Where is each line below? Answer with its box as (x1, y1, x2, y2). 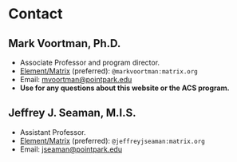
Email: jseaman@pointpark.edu (19, 144, 122, 154)
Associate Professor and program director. (19, 57, 160, 67)
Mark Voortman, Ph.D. (8, 37, 121, 50)
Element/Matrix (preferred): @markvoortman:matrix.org (19, 66, 198, 76)
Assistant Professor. (19, 127, 86, 136)
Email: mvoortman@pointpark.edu (19, 75, 132, 84)
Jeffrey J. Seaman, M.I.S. (8, 106, 136, 120)
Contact (8, 5, 63, 23)
